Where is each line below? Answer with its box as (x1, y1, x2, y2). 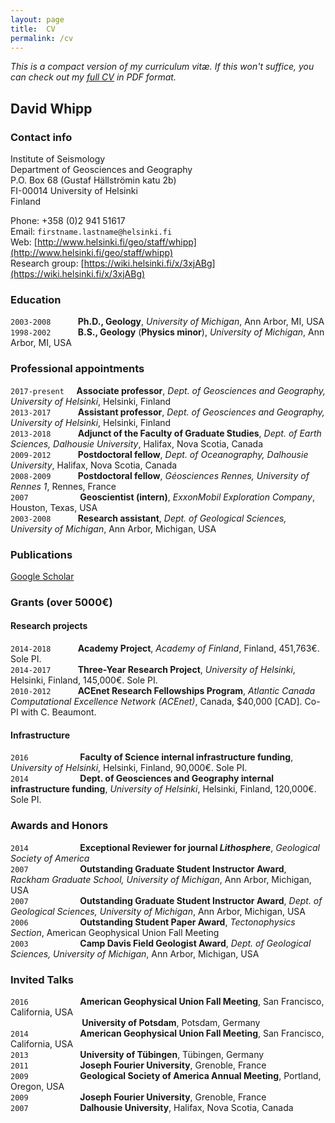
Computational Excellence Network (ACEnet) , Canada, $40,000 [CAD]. (10, 696, 303, 708)
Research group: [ (10, 257, 85, 270)
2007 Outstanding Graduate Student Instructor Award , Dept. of (10, 894, 323, 906)
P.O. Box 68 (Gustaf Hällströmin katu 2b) (10, 174, 177, 186)
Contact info (10, 130, 73, 144)
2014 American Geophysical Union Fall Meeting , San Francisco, (10, 1027, 325, 1039)
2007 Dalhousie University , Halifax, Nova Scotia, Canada (10, 1101, 294, 1113)
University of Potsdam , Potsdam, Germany (81, 1016, 261, 1028)
